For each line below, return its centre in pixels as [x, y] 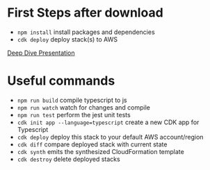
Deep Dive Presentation [41, 53]
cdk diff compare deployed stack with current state [92, 144]
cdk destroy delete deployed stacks [68, 159]
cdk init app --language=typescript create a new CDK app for [108, 122]
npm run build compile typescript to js [72, 100]
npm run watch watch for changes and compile [84, 107]
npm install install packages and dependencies [86, 32]
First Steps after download [85, 13]
